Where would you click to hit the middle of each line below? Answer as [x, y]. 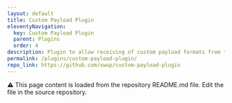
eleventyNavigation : [37, 26]
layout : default [30, 13]
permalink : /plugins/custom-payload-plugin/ [72, 59]
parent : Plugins [37, 39]
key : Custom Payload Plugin [54, 33]
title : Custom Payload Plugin [51, 20]
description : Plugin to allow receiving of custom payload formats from [114, 53]
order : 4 [26, 46]
